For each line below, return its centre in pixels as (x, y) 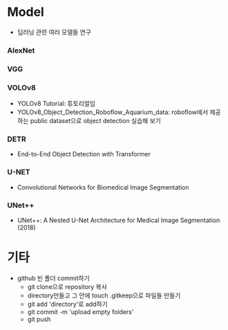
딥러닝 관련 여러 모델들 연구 (54, 32)
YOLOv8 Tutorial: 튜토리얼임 (56, 104)
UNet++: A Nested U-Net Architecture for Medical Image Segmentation (118, 220)
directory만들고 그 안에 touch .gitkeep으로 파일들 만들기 (104, 295)
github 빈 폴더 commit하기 (53, 278)
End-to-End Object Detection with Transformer (84, 154)
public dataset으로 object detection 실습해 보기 (95, 121)
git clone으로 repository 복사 (67, 286)
